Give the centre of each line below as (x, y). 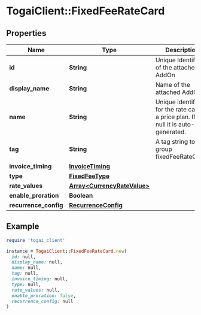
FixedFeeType (89, 176)
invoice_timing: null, (40, 279)
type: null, (27, 284)
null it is (166, 124)
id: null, (24, 257)
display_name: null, (37, 262)
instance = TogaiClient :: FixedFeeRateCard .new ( (67, 251)
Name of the (173, 85)
